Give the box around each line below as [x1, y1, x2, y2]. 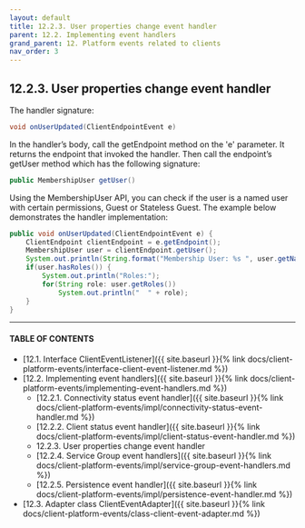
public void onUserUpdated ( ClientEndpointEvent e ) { [9, 229, 213, 238]
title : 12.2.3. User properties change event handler [9, 22, 218, 31]
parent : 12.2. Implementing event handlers [9, 30, 177, 39]
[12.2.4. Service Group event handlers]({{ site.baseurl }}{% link [35, 450, 272, 461]
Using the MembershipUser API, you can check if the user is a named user [9, 192, 289, 203]
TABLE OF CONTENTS [9, 334, 94, 344]
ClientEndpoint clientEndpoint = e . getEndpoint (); [25, 237, 221, 246]
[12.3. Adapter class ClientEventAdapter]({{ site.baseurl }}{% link [22, 498, 266, 509]
